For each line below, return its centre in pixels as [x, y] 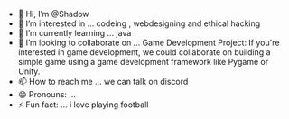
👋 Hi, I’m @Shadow [53, 14]
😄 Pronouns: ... [47, 94]
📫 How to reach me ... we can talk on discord [103, 82]
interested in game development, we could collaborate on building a [144, 52]
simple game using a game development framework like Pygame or [143, 62]
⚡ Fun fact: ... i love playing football [83, 105]
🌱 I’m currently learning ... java [75, 33]
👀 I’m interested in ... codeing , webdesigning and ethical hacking [139, 23]
